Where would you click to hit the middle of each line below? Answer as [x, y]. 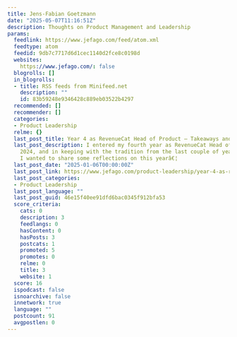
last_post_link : [37, 171]
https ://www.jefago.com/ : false [67, 66]
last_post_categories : [47, 178]
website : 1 [36, 276]
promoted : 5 [37, 250]
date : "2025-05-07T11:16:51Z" [52, 20]
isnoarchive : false [42, 296]
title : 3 [33, 270]
